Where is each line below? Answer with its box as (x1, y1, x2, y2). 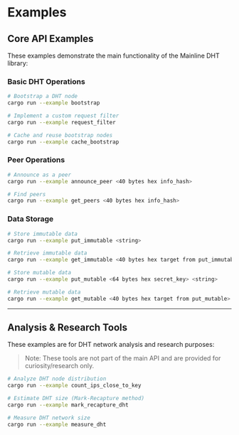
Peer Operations (7, 155, 65, 165)
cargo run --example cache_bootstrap (7, 138, 119, 146)
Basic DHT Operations (7, 76, 85, 86)
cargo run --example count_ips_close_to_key (7, 382, 142, 390)
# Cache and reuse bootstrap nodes (7, 131, 113, 139)
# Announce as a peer (7, 171, 72, 178)
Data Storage (7, 214, 54, 224)
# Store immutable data (7, 230, 78, 237)
